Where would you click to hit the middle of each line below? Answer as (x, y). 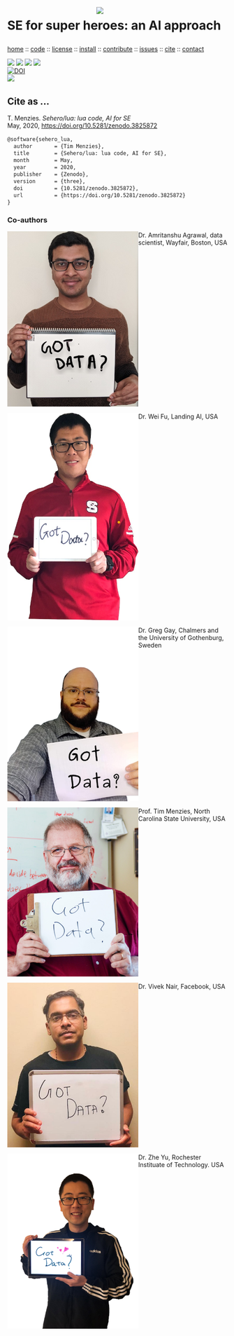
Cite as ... (29, 101)
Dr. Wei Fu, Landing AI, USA (178, 416)
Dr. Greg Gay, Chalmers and (178, 630)
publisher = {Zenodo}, (51, 175)
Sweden (150, 645)
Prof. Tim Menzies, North (175, 811)
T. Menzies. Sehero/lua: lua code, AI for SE (69, 118)
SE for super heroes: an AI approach (114, 26)
